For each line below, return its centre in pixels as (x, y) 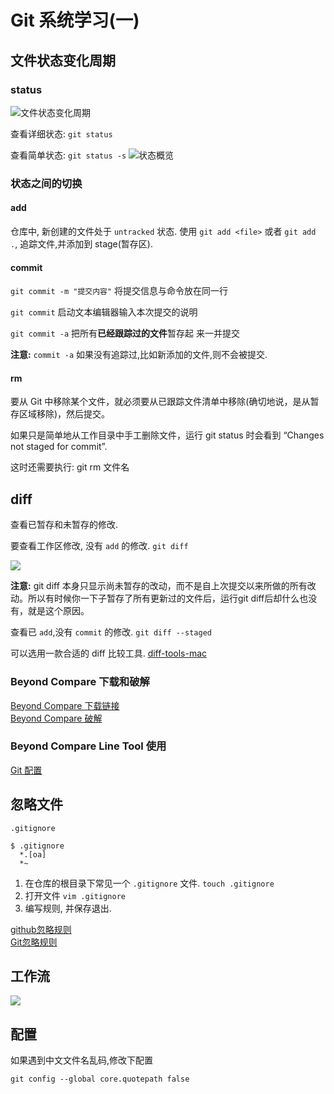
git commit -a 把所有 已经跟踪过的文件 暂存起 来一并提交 (125, 333)
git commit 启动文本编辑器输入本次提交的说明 (104, 312)
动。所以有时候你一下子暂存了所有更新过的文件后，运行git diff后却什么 (155, 598)
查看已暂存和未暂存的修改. (64, 525)
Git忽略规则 (34, 942)
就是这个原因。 (58, 611)
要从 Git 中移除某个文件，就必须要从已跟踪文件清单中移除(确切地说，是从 (160, 402)
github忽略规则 (41, 929)
